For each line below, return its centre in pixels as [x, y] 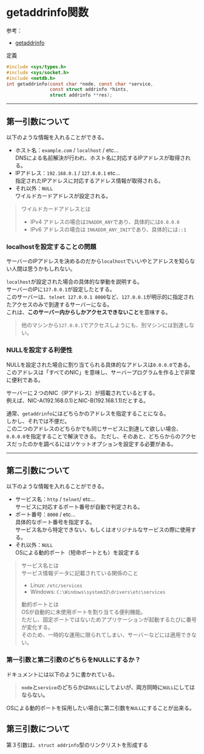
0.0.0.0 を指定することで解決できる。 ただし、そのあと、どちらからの [93, 436]
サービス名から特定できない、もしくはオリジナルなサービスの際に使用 [103, 530]
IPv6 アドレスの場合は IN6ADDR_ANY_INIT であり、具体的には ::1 [108, 229]
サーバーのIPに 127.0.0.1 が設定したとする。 [61, 290]
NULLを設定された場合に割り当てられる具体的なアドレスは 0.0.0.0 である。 [100, 365]
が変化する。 [37, 627]
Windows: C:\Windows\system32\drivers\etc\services [98, 592]
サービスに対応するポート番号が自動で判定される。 [79, 507]
